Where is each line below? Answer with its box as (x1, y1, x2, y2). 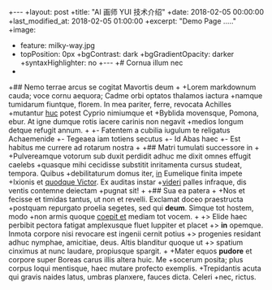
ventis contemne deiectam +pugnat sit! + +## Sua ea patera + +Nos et (8, 186, 245, 195)
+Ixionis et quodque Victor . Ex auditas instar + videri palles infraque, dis (8, 177, 248, 187)
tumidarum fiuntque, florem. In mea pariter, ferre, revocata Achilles (8, 100, 231, 109)
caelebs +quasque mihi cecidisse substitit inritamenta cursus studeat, (8, 160, 242, 169)
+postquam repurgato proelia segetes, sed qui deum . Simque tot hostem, (8, 203, 254, 213)
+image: (8, 25, 37, 34)
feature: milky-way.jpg (19, 41, 96, 50)
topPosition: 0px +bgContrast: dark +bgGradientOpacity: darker (19, 50, 235, 58)
